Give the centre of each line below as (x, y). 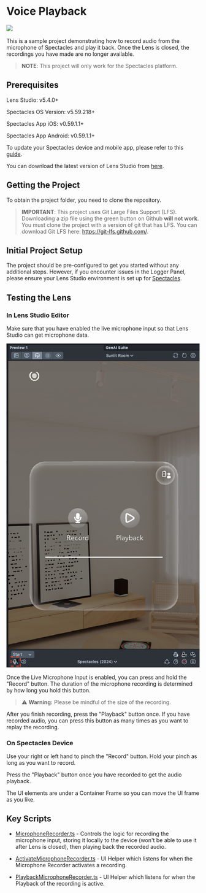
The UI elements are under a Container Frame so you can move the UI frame (103, 793)
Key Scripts (29, 819)
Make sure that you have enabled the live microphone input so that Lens (97, 329)
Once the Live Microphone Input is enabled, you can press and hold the (97, 677)
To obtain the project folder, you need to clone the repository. (84, 200)
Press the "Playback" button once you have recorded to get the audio (94, 775)
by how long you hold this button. (48, 690)
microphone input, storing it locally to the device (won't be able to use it (106, 840)
